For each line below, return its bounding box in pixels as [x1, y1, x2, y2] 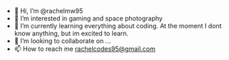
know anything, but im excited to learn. [14, 29, 129, 37]
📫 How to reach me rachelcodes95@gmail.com [14, 44, 156, 53]
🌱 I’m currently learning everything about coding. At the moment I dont [14, 22, 223, 30]
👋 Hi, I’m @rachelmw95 [14, 7, 83, 15]
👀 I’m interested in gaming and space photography [14, 14, 163, 23]
